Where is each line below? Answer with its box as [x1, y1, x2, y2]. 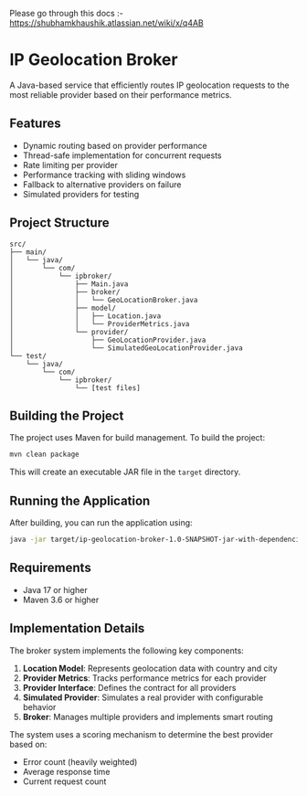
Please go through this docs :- [9, 8, 123, 18]
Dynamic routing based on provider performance [22, 140, 207, 151]
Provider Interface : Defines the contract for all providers [22, 682, 237, 693]
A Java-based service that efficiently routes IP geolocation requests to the [9, 80, 290, 90]
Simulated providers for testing [22, 188, 140, 199]
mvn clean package [9, 450, 79, 460]
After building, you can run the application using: [9, 517, 194, 528]
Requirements [9, 560, 91, 576]
